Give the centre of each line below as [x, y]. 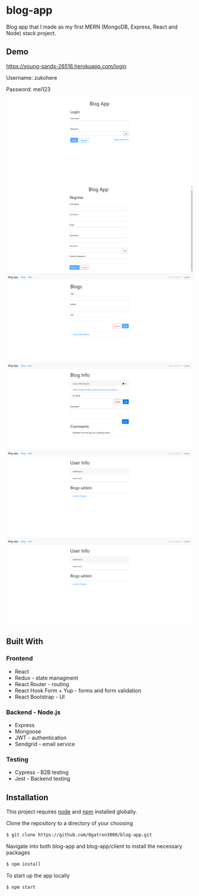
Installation [27, 797]
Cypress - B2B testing [42, 772]
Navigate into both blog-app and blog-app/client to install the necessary [94, 846]
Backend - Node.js [33, 712]
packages [18, 852]
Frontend [20, 659]
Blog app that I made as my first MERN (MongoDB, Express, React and [92, 27]
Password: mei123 [28, 89]
